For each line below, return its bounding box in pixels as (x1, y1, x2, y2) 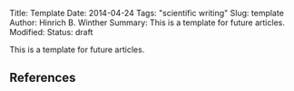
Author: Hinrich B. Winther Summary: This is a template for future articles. (9, 17, 286, 28)
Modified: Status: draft (9, 27, 93, 37)
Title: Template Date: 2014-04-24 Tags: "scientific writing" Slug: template (9, 8, 284, 18)
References (9, 70, 76, 86)
